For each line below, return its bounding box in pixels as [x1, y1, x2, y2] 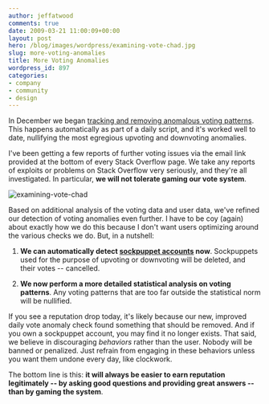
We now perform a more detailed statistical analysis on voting [19, 279, 231, 289]
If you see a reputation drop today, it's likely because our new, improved [8, 312, 247, 321]
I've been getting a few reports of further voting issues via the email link [8, 149, 247, 158]
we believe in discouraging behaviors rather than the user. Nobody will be [8, 337, 253, 347]
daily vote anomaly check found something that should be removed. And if [8, 320, 255, 330]
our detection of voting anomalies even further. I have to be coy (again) [8, 214, 244, 223]
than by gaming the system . [8, 387, 104, 397]
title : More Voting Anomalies [8, 57, 110, 65]
